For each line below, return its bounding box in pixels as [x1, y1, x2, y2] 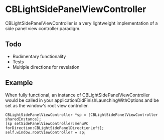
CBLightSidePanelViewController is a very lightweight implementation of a [5, 20, 158, 26]
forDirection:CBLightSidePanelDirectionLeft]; [5, 125, 104, 130]
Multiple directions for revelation [12, 64, 80, 70]
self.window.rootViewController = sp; [5, 129, 86, 135]
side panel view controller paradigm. [5, 25, 81, 31]
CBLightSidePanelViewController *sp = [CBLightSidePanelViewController [5, 112, 158, 117]
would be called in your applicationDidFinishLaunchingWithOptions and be [5, 97, 159, 103]
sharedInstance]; [5, 116, 42, 121]
